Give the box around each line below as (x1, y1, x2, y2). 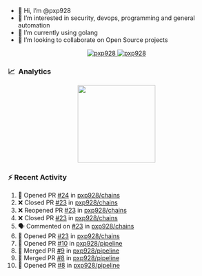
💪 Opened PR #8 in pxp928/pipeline (17, 261, 120, 269)
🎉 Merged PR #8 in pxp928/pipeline (17, 253, 120, 262)
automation (17, 21, 50, 29)
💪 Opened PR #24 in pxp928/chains (17, 191, 120, 199)
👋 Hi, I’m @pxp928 (17, 7, 71, 14)
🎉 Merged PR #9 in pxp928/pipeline (17, 246, 120, 255)
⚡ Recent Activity (8, 173, 68, 182)
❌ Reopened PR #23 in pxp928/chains (17, 206, 127, 214)
